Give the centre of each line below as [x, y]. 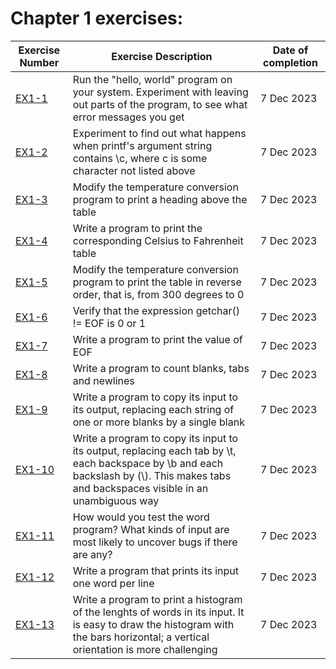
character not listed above [134, 170]
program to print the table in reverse [157, 282]
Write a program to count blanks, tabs [161, 368]
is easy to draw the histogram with [153, 624]
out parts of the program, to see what [160, 104]
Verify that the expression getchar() [156, 310]
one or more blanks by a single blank [158, 422]
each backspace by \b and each [148, 463]
